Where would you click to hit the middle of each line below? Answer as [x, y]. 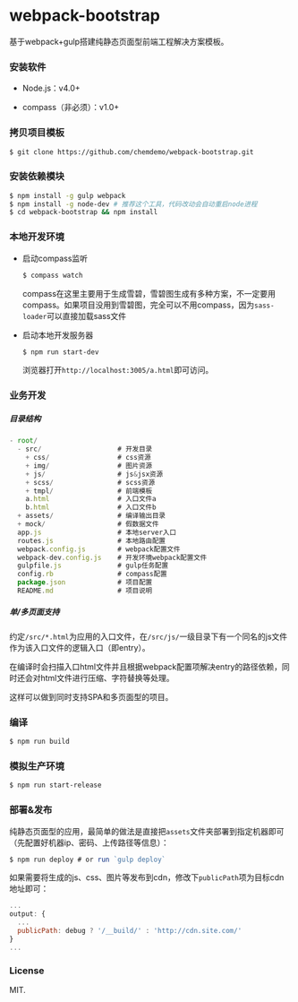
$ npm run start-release [55, 785]
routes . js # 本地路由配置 [91, 540]
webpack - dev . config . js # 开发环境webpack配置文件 [112, 557]
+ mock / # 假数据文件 [88, 524]
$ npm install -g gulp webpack [68, 195]
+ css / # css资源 [88, 458]
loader [34, 316]
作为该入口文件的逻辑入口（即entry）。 [80, 647]
